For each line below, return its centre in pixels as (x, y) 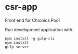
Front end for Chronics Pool (32, 20)
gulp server (17, 47)
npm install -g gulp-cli (30, 38)
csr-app (21, 7)
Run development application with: (39, 29)
